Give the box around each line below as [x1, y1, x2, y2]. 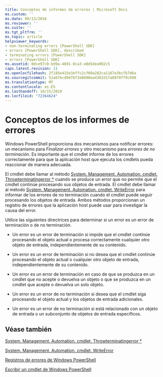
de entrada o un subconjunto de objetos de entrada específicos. [12, 311, 142, 317]
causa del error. [5, 208, 37, 213]
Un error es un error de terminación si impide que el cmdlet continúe [12, 231, 150, 237]
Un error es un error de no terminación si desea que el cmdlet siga [12, 291, 146, 297]
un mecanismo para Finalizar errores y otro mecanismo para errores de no [5, 146, 155, 152]
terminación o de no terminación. [5, 222, 72, 228]
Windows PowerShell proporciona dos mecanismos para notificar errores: [5, 141, 154, 147]
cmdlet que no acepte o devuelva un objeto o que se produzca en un [12, 276, 151, 282]
